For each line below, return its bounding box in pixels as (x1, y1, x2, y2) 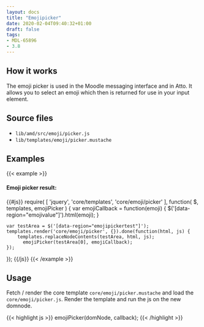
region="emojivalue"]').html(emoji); (6, 211, 96, 218)
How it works (6, 66, 58, 77)
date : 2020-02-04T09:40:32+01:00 (6, 20, 92, 26)
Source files (6, 113, 53, 123)
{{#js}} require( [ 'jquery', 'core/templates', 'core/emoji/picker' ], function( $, (6, 198, 199, 206)
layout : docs (6, 9, 40, 15)
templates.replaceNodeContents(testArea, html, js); (17, 234, 155, 240)
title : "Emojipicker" (6, 15, 62, 21)
